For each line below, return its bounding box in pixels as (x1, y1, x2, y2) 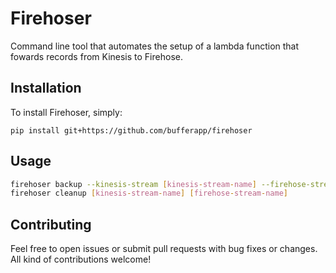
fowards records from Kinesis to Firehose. (10, 50, 183, 62)
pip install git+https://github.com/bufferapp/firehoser (10, 125, 253, 136)
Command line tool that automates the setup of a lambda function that (10, 40, 300, 52)
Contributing (10, 216, 92, 233)
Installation (10, 80, 82, 97)
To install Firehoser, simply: (10, 106, 123, 118)
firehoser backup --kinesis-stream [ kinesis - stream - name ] (10, 179, 257, 189)
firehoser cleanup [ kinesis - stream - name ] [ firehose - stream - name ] (10, 188, 289, 199)
